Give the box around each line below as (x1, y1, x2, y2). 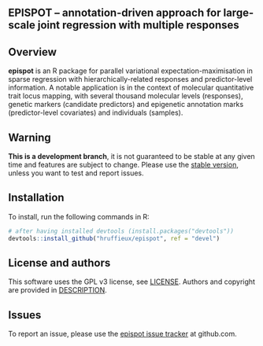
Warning (8, 131, 51, 144)
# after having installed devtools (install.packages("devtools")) (8, 227, 235, 235)
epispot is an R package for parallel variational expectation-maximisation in (8, 66, 254, 75)
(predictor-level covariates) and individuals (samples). (8, 108, 183, 117)
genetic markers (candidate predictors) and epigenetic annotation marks (8, 100, 244, 109)
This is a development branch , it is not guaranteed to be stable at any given (8, 152, 256, 161)
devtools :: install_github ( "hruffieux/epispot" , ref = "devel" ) (8, 234, 220, 242)
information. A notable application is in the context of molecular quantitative (8, 83, 254, 93)
